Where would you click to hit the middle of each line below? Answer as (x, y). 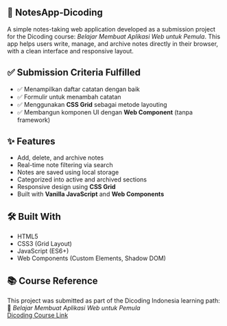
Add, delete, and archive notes (60, 158)
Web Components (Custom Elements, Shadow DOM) (92, 258)
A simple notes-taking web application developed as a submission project (111, 29)
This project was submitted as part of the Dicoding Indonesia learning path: (114, 301)
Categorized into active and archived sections (82, 179)
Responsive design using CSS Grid (66, 187)
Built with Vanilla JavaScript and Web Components (91, 194)
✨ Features (31, 141)
